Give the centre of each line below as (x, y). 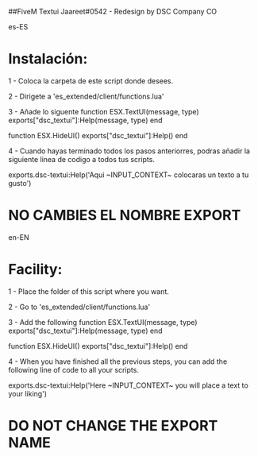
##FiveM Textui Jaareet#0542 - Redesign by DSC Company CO (113, 12)
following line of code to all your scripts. (73, 369)
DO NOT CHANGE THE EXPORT (113, 426)
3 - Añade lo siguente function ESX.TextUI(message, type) (104, 111)
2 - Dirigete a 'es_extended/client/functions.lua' (86, 96)
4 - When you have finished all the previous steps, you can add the (118, 361)
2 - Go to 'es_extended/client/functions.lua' (79, 307)
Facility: (35, 270)
